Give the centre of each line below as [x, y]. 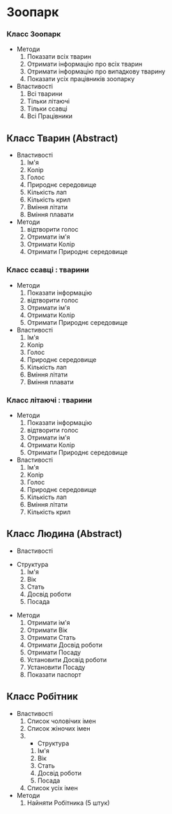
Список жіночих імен [58, 728]
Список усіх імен [52, 787]
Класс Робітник [42, 697]
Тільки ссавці [47, 108]
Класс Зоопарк [34, 34]
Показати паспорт [54, 674]
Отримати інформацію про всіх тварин [85, 64]
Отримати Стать [51, 637]
